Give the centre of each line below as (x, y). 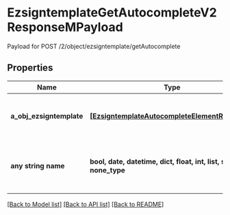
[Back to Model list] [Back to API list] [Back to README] (86, 204)
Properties (30, 68)
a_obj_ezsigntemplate (47, 116)
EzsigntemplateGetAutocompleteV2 (112, 13)
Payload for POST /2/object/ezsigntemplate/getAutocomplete (94, 46)
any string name (38, 166)
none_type (107, 170)
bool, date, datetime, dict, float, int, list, (155, 161)
